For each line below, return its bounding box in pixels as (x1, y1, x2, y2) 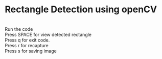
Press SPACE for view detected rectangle (5, 31, 92, 37)
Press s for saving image (5, 48, 57, 54)
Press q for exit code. (5, 37, 50, 43)
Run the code (5, 26, 33, 32)
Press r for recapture (5, 42, 49, 48)
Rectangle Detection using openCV (5, 4, 157, 15)
